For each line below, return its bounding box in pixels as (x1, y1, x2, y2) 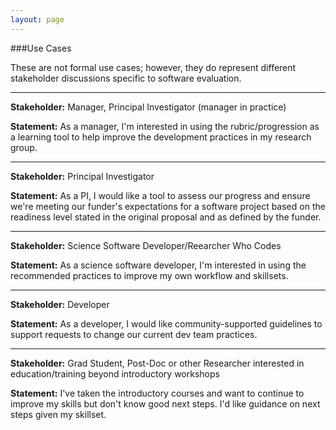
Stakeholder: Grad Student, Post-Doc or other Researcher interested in (10, 357, 305, 369)
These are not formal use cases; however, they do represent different (10, 61, 297, 73)
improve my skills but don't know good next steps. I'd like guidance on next (10, 397, 321, 410)
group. (10, 141, 38, 153)
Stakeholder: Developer (10, 298, 110, 310)
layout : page (10, 14, 65, 25)
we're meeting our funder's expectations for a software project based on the (10, 200, 326, 212)
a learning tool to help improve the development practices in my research (10, 131, 312, 143)
